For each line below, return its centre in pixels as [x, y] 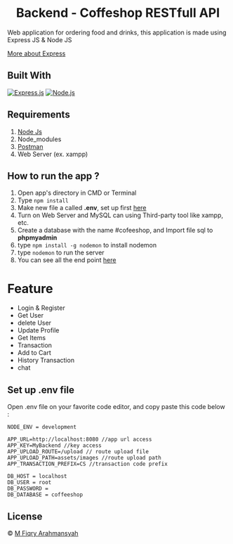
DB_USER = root [29, 483]
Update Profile [38, 330]
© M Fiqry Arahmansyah [43, 533]
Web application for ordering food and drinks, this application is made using [117, 32]
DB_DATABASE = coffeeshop [45, 495]
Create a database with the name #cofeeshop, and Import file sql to [115, 231]
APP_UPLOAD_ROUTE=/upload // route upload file [78, 452]
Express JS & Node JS [40, 39]
